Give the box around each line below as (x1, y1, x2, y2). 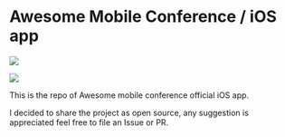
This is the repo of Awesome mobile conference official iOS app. (9, 89, 250, 101)
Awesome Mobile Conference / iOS (9, 6, 278, 27)
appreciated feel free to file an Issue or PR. (9, 116, 169, 128)
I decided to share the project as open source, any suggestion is (9, 107, 249, 118)
